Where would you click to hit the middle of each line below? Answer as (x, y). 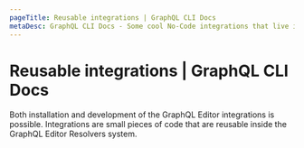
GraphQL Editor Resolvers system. (73, 134)
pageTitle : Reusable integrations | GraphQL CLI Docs (113, 18)
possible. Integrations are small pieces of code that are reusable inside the (148, 125)
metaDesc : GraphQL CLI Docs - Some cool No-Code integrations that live (149, 26)
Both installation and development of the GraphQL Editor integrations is (142, 115)
